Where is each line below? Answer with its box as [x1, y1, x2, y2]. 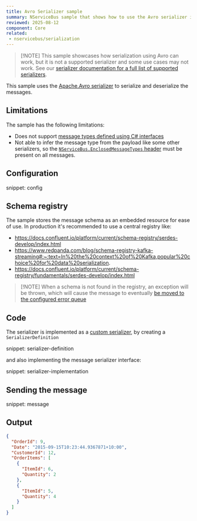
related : [6, 31, 28, 36]
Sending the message [6, 385, 88, 395]
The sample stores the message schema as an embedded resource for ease [6, 217, 191, 224]
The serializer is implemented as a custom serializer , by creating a [6, 328, 166, 336]
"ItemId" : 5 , [21, 488, 54, 494]
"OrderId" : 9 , [11, 439, 46, 444]
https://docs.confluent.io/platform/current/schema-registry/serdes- [14, 234, 178, 241]
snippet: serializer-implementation [6, 368, 89, 375]
